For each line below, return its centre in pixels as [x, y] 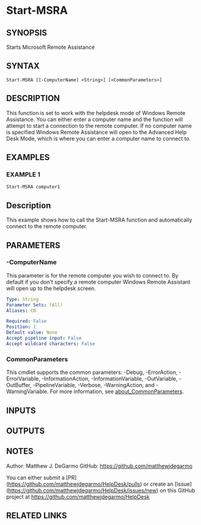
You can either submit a [35, 477]
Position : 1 [21, 327]
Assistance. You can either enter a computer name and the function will [94, 119]
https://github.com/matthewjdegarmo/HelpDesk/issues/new [82, 490]
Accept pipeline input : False [44, 338]
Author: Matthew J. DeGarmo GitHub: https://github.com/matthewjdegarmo [100, 466]
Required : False [26, 322]
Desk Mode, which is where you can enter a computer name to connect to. [98, 138]
